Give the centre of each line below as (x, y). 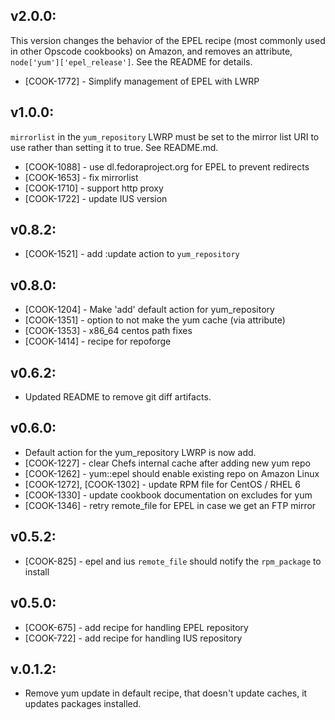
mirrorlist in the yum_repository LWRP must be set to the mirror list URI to (165, 136)
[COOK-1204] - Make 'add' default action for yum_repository (149, 310)
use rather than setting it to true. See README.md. (114, 147)
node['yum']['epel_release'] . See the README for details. (131, 61)
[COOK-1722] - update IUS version (96, 198)
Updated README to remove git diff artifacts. (118, 397)
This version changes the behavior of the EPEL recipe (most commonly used (168, 40)
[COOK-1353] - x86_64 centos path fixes (108, 331)
